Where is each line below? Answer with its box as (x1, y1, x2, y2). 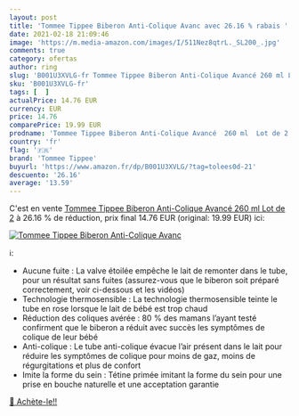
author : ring (9, 63, 58, 72)
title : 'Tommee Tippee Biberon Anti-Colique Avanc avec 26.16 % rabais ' (9, 21, 289, 30)
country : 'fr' (9, 137, 62, 146)
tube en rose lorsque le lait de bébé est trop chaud (21, 304, 208, 314)
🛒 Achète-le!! (9, 396, 58, 407)
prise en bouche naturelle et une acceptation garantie (21, 379, 220, 390)
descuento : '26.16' (9, 170, 82, 179)
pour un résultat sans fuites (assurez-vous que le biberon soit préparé (21, 275, 279, 286)
